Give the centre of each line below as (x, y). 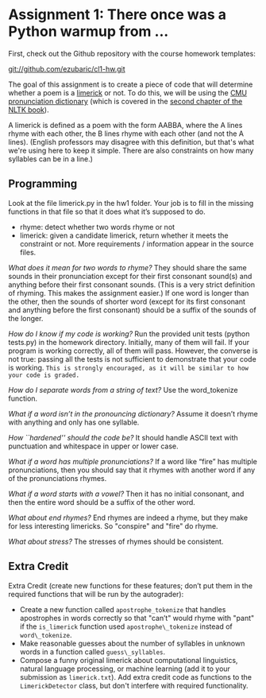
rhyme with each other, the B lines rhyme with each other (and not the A (126, 134)
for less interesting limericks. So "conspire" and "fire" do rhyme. (113, 525)
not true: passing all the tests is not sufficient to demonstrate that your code (132, 359)
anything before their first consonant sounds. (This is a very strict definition (132, 285)
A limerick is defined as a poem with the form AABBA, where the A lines (125, 125)
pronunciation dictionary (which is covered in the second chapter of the (125, 101)
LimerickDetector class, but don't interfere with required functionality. (134, 685)
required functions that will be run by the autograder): (96, 594)
